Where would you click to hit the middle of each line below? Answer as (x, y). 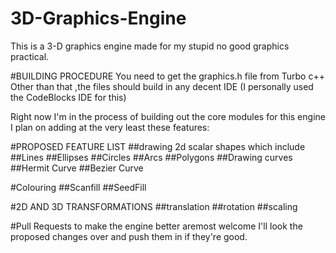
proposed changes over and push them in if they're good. (129, 236)
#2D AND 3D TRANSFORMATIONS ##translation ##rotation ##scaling (154, 206)
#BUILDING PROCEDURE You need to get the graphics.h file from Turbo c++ (167, 76)
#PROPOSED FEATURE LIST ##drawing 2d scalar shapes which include (158, 146)
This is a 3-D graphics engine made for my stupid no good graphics (150, 46)
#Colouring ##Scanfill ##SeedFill (78, 187)
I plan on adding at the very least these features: (110, 127)
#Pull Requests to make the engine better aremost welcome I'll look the (156, 226)
